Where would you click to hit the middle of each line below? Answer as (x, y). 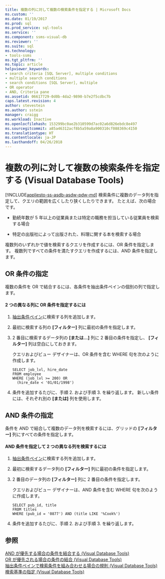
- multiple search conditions (36, 78)
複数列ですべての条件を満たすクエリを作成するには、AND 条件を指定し (86, 251)
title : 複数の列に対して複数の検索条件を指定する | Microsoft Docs (68, 10)
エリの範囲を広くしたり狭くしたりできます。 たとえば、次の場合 (91, 201)
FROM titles (24, 509)
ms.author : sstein (24, 110)
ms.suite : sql (20, 46)
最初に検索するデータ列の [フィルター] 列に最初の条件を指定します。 (82, 469)
